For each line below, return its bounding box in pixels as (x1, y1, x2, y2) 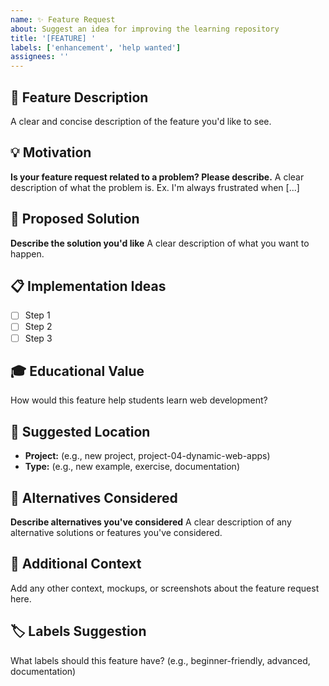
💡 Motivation (10, 144, 92, 161)
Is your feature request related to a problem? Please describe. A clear (10, 171, 305, 183)
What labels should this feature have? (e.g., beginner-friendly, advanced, (10, 654, 311, 666)
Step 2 (24, 321, 53, 333)
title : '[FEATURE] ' (10, 33, 97, 43)
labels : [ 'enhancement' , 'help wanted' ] (10, 42, 182, 53)
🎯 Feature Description (10, 89, 149, 106)
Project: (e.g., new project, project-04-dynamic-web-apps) (24, 450, 271, 462)
